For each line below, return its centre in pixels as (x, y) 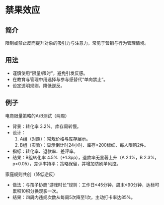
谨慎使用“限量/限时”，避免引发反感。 (50, 73)
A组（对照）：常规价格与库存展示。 (55, 139)
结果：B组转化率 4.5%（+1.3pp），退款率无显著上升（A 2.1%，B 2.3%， (85, 157)
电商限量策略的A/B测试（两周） (37, 115)
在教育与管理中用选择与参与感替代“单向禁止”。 (60, 79)
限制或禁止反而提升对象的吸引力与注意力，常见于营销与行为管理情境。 (77, 43)
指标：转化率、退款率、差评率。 (45, 151)
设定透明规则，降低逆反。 (39, 86)
